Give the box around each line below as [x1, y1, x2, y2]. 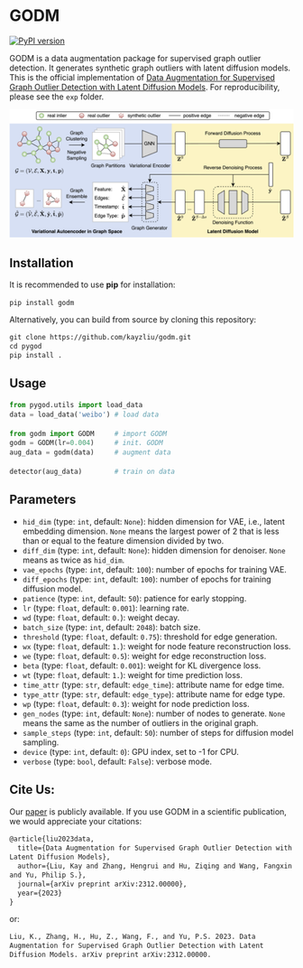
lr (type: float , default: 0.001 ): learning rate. [22, 602, 189, 613]
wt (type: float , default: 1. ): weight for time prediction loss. [22, 669, 243, 680]
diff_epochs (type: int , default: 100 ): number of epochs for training [22, 573, 272, 584]
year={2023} [17, 889, 63, 898]
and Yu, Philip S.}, [9, 870, 87, 880]
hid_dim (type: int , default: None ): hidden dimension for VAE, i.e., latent [22, 516, 286, 526]
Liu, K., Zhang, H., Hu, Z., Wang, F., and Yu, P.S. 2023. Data [9, 932, 256, 941]
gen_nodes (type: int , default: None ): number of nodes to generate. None [22, 708, 286, 719]
